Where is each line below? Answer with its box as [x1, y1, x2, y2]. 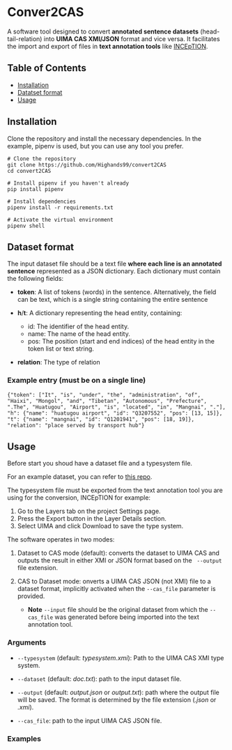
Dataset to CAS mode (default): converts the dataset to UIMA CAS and [17, 549, 219, 558]
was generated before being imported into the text [54, 613, 200, 621]
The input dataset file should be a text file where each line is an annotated [7, 259, 222, 268]
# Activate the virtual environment [7, 216, 114, 223]
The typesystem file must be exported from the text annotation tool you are [7, 486, 223, 495]
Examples [7, 733, 42, 743]
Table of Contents [7, 62, 87, 74]
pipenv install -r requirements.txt [7, 204, 114, 211]
